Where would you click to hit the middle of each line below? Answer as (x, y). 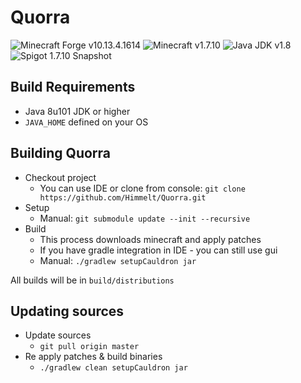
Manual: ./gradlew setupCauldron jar (118, 260)
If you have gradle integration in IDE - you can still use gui (158, 250)
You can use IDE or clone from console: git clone (142, 188)
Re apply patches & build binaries (93, 357)
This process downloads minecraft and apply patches (150, 239)
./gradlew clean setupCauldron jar (113, 368)
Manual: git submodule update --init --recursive (145, 218)
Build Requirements (73, 87)
